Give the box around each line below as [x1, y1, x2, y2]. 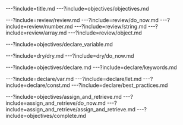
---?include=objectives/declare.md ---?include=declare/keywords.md [5, 64, 178, 71]
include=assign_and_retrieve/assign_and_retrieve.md [5, 106, 136, 112]
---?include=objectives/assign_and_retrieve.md [5, 93, 122, 100]
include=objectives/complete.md [5, 112, 87, 119]
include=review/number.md [5, 23, 73, 30]
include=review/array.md [5, 29, 67, 36]
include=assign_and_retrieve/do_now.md [5, 99, 106, 107]
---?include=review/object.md [68, 29, 142, 36]
